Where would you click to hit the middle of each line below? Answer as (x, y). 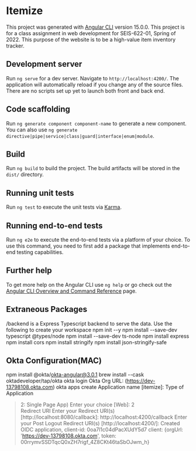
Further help (29, 271)
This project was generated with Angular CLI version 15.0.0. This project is (96, 27)
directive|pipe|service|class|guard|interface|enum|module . (80, 135)
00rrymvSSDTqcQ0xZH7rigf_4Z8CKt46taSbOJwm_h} (85, 442)
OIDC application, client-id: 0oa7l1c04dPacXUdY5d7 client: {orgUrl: (102, 430)
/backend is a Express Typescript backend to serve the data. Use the (89, 323)
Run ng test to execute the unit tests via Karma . (64, 207)
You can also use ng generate (42, 130)
